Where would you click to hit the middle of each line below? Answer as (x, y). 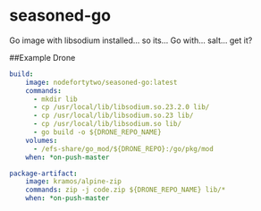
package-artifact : (43, 173)
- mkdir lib (55, 99)
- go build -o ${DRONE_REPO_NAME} (97, 132)
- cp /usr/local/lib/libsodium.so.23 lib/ (113, 116)
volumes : (42, 140)
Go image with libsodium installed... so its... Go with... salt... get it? (131, 40)
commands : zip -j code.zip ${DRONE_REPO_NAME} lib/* (126, 190)
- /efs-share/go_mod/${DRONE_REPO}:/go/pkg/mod (123, 148)
